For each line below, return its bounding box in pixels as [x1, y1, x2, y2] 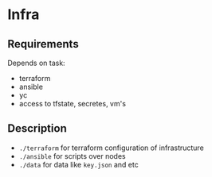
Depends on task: [7, 58, 65, 67]
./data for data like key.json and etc [18, 160, 139, 169]
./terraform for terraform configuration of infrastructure [18, 143, 204, 152]
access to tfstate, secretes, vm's [18, 99, 127, 108]
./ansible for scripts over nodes [18, 151, 126, 160]
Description [7, 121, 67, 136]
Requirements [7, 37, 79, 51]
